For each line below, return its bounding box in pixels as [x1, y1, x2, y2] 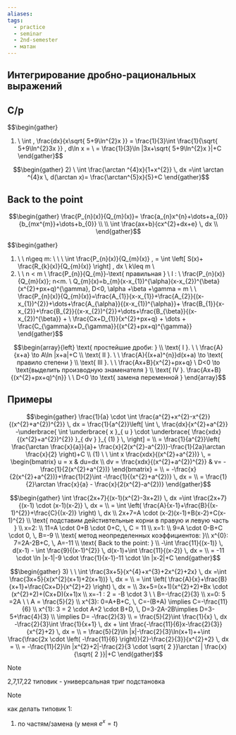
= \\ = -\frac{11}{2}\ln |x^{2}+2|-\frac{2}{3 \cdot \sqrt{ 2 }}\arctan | [9, 642, 203, 650]
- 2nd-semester [13, 37, 58, 44]
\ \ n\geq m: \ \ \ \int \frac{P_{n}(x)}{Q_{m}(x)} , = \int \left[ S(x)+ [17, 255, 204, 263]
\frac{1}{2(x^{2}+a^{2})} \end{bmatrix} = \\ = [39, 465, 170, 473]
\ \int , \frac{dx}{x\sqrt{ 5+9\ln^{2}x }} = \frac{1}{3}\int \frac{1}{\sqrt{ [17, 137, 218, 145]
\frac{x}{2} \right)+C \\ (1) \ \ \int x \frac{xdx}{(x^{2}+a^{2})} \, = [25, 450, 211, 458]
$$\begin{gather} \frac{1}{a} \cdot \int [26, 412, 137, 421]
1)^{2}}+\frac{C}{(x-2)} [10, 508, 77, 517]
